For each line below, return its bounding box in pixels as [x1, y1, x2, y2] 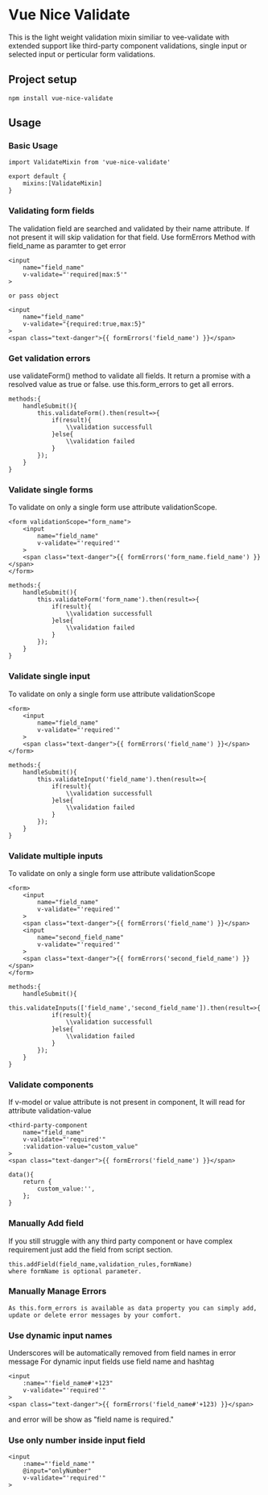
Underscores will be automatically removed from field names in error [8, 1348, 237, 1358]
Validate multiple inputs [8, 850, 103, 862]
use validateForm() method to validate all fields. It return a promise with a [8, 371, 251, 380]
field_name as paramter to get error [8, 240, 126, 251]
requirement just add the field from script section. [8, 1244, 173, 1254]
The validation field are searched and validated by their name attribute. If [8, 223, 250, 233]
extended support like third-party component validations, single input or [8, 40, 247, 50]
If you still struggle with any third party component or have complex [8, 1235, 233, 1246]
